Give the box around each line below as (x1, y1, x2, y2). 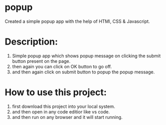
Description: (5, 36, 58, 48)
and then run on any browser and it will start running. (12, 114, 123, 120)
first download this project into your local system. (12, 103, 115, 109)
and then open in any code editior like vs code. (12, 108, 110, 115)
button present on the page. (12, 58, 71, 64)
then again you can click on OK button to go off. (12, 63, 112, 69)
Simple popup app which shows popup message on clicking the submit (12, 53, 161, 59)
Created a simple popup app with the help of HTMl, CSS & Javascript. (5, 18, 150, 24)
